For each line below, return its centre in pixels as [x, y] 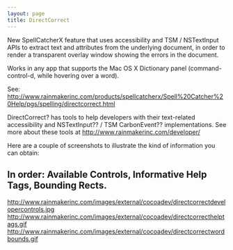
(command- [205, 68]
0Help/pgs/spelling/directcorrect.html [62, 103]
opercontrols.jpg [31, 210]
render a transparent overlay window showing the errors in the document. [113, 55]
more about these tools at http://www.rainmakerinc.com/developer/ [104, 132]
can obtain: [23, 153]
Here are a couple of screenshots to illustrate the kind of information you [111, 145]
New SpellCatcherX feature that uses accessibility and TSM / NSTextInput [113, 40]
